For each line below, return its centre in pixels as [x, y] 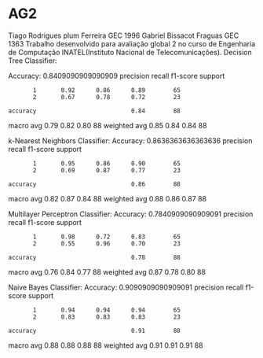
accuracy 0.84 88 [94, 111]
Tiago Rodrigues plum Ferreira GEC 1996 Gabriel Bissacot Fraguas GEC [124, 35]
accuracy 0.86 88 [94, 184]
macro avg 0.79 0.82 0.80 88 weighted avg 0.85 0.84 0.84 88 [108, 125]
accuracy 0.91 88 [94, 330]
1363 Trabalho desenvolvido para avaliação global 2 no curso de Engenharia [132, 43]
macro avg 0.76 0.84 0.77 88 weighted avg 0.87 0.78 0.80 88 [107, 271]
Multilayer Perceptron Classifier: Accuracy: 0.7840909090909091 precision [131, 214]
